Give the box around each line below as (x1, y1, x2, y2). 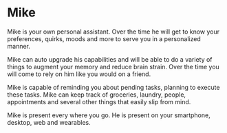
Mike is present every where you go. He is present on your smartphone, (7, 111, 211, 119)
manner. (7, 42, 31, 50)
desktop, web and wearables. (7, 118, 91, 126)
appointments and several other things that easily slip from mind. (7, 97, 191, 106)
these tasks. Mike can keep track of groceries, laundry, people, (7, 90, 186, 99)
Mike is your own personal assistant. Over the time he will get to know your (7, 27, 220, 36)
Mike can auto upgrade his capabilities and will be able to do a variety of (7, 55, 213, 63)
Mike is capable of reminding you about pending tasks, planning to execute (7, 83, 220, 91)
